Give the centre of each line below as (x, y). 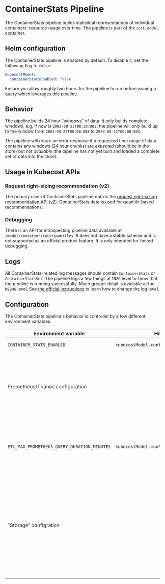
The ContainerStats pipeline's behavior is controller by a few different (75, 316)
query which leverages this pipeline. (42, 94)
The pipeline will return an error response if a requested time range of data (81, 141)
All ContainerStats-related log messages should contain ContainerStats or (80, 273)
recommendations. (24, 207)
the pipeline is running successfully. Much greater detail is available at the (80, 284)
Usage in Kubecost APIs (42, 172)
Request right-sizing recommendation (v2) (57, 186)
